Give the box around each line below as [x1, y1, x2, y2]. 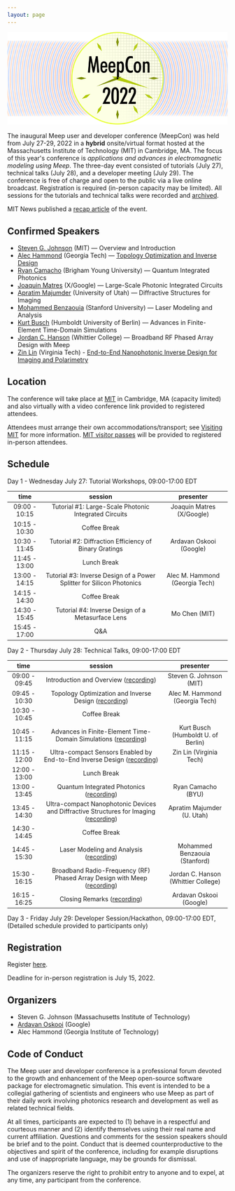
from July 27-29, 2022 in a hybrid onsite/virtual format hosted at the [7, 139, 205, 147]
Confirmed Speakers [7, 225, 100, 237]
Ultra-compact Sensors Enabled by [50, 748, 152, 757]
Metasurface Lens [74, 613, 127, 621]
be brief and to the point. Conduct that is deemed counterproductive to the [7, 1140, 223, 1148]
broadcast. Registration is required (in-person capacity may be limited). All [7, 184, 222, 192]
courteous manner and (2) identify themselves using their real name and [7, 1125, 216, 1133]
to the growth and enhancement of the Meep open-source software [7, 1074, 203, 1083]
